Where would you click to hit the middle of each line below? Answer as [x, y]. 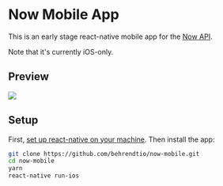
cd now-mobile [32, 161]
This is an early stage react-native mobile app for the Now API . [110, 36]
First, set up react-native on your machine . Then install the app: [111, 139]
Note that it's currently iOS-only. [61, 51]
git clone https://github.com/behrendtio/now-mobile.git [104, 154]
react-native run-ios [44, 176]
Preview [29, 77]
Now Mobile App [64, 15]
